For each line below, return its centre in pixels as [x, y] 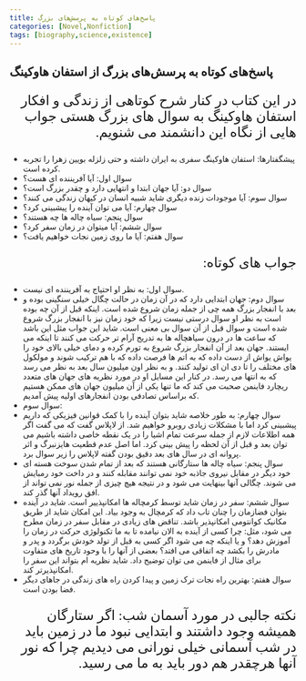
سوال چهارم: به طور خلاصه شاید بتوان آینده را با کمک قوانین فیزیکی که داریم [152, 414]
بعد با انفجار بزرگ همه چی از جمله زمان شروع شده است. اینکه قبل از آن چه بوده [159, 308]
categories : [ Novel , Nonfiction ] [71, 26]
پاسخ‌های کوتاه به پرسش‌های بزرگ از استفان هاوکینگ [141, 71]
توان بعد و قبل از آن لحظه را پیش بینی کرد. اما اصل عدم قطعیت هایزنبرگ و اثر [155, 443]
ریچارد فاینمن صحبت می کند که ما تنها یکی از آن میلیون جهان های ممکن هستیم [155, 386]
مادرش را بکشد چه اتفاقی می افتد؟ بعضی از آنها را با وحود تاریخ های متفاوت [151, 550]
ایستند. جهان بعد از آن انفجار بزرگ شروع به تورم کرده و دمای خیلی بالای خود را [156, 347]
